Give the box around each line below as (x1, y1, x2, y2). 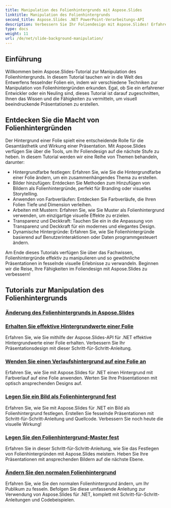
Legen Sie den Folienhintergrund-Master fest (5, 433, 120, 441)
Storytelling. (12, 190, 38, 197)
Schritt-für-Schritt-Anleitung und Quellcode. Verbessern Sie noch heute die (5, 416, 164, 422)
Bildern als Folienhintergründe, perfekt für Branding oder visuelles (12, 185, 151, 191)
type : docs (5, 27, 28, 32)
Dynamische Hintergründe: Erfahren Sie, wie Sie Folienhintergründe (12, 228, 155, 235)
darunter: (5, 159, 25, 165)
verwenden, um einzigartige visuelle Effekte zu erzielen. (12, 212, 131, 219)
